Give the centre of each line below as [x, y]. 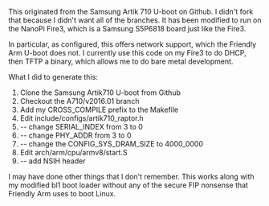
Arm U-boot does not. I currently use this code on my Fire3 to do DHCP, [127, 53]
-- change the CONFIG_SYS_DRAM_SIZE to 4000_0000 [111, 144]
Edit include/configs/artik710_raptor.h [82, 118]
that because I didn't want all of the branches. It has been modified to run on [135, 20]
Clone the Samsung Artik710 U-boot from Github [100, 93]
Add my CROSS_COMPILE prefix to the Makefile [99, 109]
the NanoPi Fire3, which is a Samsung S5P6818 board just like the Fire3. [127, 29]
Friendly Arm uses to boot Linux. [62, 194]
